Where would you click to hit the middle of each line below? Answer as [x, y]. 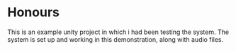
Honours [34, 12]
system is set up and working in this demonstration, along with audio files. [116, 39]
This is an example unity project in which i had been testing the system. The [118, 32]
